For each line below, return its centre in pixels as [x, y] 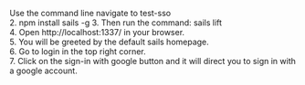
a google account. [43, 71]
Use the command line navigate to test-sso [90, 13]
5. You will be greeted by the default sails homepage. [110, 42]
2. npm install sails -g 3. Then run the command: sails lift [116, 23]
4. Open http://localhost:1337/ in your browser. [97, 32]
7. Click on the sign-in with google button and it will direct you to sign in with [153, 61]
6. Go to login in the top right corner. [78, 52]
